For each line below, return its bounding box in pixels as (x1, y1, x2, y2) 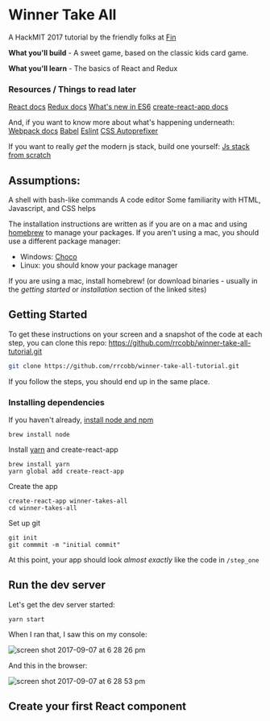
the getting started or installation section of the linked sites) (8, 284, 207, 295)
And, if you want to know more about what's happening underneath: (8, 118, 235, 127)
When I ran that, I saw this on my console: (8, 629, 147, 639)
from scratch (8, 151, 52, 160)
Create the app (8, 482, 58, 491)
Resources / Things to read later (8, 83, 137, 94)
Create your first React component (8, 699, 187, 714)
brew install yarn (8, 461, 70, 469)
